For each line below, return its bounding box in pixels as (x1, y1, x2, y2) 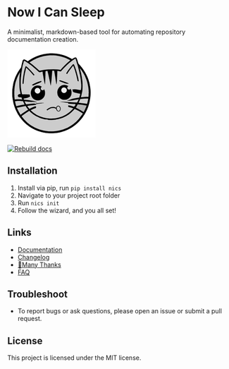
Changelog (17, 253, 50, 261)
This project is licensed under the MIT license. (7, 353, 142, 362)
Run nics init (17, 198, 60, 207)
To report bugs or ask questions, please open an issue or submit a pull (17, 307, 222, 315)
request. (17, 315, 42, 323)
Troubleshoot (7, 288, 68, 300)
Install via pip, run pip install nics (17, 183, 122, 192)
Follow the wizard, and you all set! (17, 206, 116, 214)
